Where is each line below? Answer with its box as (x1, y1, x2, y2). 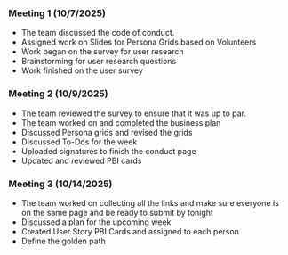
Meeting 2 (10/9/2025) (8, 87, 108, 100)
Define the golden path (20, 235, 106, 246)
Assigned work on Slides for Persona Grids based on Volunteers (20, 37, 257, 47)
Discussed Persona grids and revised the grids (20, 127, 193, 137)
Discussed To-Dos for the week (20, 136, 138, 147)
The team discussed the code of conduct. (20, 28, 175, 38)
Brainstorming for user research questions (20, 56, 177, 67)
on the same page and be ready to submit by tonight (20, 207, 214, 218)
